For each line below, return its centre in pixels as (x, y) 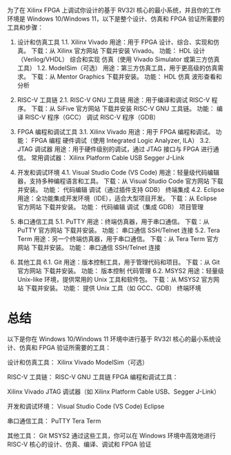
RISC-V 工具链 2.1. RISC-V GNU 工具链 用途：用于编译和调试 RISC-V (113, 100)
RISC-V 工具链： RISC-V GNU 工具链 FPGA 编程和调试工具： (93, 377)
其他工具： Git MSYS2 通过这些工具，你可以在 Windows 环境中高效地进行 (111, 435)
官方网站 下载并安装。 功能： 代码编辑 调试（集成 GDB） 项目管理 (110, 207)
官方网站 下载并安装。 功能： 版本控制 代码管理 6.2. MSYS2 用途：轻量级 (120, 271)
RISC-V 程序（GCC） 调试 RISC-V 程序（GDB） (92, 117)
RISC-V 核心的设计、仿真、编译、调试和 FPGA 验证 (79, 444)
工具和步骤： (25, 27)
